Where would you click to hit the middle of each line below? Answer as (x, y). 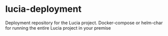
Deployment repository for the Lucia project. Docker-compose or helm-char (84, 23)
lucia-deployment (43, 9)
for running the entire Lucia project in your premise (58, 28)
